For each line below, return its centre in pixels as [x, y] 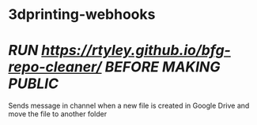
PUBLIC [34, 84]
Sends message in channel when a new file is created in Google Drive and [129, 106]
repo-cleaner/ [55, 67]
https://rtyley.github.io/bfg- [136, 51]
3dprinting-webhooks [82, 15]
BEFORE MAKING [163, 67]
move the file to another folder [58, 114]
